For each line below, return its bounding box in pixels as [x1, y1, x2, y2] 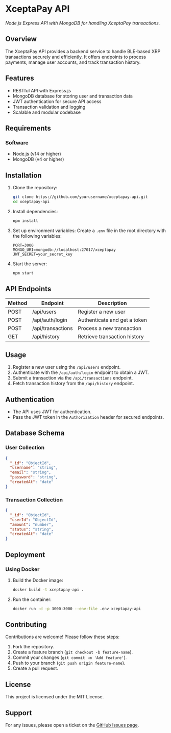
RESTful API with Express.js [12, 87, 71, 93]
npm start [12, 270, 34, 275]
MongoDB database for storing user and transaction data [12, 93, 133, 99]
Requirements [5, 123, 51, 133]
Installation [5, 171, 42, 180]
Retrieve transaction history [78, 333, 144, 340]
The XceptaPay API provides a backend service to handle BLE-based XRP [5, 48, 161, 54]
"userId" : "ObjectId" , [10, 517, 58, 522]
